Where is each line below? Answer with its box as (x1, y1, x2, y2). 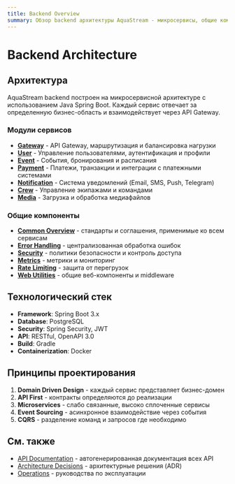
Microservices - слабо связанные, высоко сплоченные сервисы (17, 400, 210, 409)
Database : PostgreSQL (17, 317, 85, 325)
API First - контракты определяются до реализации (17, 393, 173, 402)
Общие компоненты (7, 210, 80, 220)
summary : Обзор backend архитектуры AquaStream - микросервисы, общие (7, 17, 218, 24)
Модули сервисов (7, 125, 72, 135)
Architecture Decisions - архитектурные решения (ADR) (17, 462, 183, 470)
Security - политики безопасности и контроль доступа (17, 249, 182, 257)
